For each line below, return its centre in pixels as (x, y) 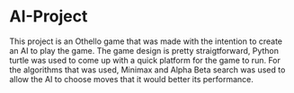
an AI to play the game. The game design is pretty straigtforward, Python (144, 50)
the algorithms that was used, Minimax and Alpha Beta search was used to (147, 70)
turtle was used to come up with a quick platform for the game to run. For (145, 60)
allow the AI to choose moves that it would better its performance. (131, 79)
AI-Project (49, 17)
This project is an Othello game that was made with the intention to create (146, 41)
